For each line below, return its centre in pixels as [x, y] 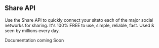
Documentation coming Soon [34, 40]
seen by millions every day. [32, 30]
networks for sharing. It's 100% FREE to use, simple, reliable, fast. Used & [79, 25]
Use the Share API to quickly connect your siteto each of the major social [79, 20]
